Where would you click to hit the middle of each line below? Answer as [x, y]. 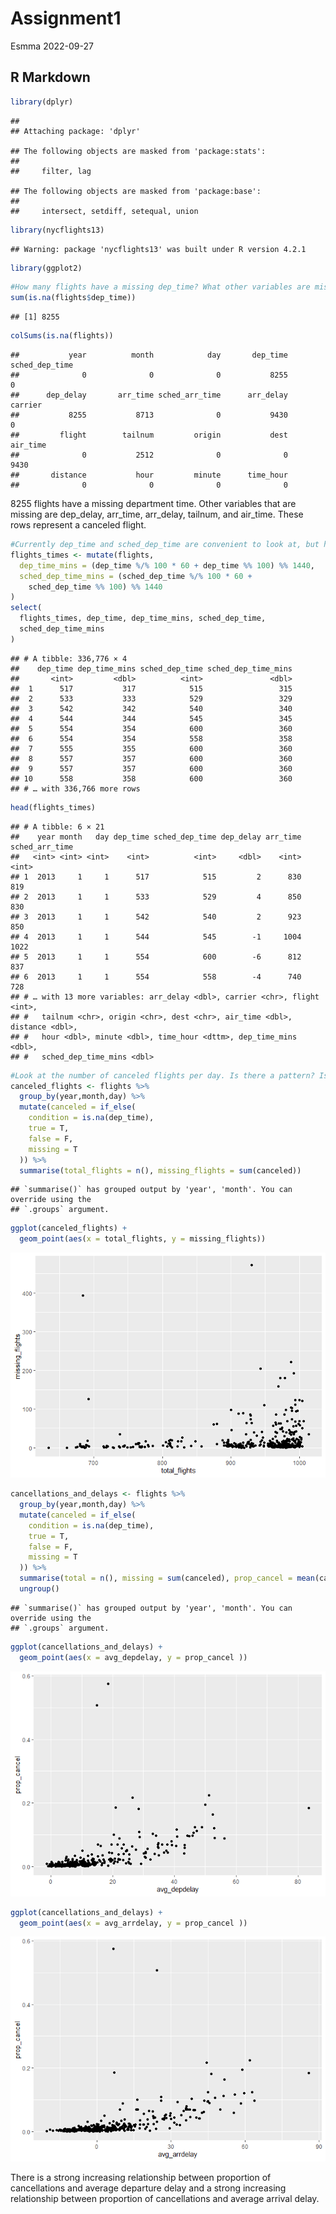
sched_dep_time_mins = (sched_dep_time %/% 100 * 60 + [136, 576]
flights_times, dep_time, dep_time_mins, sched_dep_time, [143, 618]
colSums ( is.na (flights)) [62, 336]
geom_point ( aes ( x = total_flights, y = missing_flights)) [143, 1239]
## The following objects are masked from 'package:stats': [138, 151]
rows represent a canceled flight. [78, 525]
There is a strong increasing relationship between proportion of [141, 2178]
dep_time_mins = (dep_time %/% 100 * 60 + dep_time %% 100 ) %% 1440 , [167, 565]
